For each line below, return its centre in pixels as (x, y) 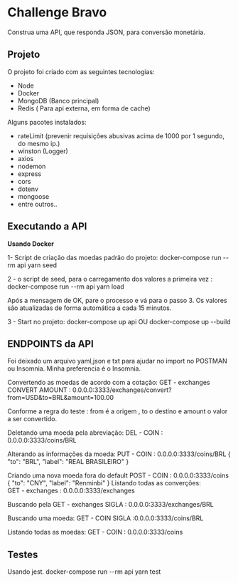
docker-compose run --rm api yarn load (66, 287)
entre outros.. (38, 204)
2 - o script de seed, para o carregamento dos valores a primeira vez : (110, 279)
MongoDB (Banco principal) (58, 100)
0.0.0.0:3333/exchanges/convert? (122, 390)
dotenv (28, 189)
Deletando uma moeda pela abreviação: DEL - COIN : (85, 433)
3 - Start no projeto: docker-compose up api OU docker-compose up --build (119, 321)
